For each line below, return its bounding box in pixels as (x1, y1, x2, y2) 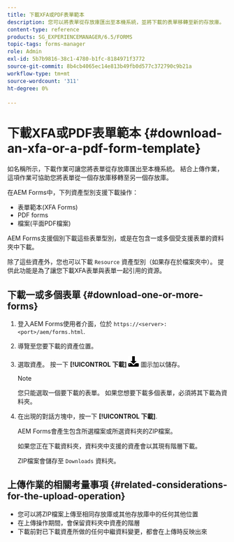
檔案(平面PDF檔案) (17, 219, 71, 228)
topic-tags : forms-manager (7, 41, 86, 48)
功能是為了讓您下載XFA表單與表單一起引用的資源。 (19, 266, 166, 275)
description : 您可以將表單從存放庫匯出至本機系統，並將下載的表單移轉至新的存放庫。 (7, 18, 225, 26)
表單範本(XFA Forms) (17, 203, 78, 212)
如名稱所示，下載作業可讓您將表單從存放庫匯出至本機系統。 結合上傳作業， (7, 165, 224, 173)
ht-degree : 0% (7, 85, 49, 92)
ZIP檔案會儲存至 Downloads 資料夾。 (17, 457, 120, 464)
